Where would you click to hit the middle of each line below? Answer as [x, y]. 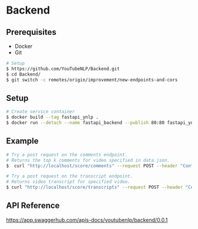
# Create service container [41, 112]
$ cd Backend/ [24, 74]
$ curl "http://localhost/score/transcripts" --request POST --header [95, 187]
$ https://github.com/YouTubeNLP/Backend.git [63, 68]
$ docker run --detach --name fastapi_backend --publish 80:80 [85, 123]
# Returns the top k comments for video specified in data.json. [88, 160]
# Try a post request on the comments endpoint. [67, 155]
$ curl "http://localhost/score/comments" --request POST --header [92, 166]
